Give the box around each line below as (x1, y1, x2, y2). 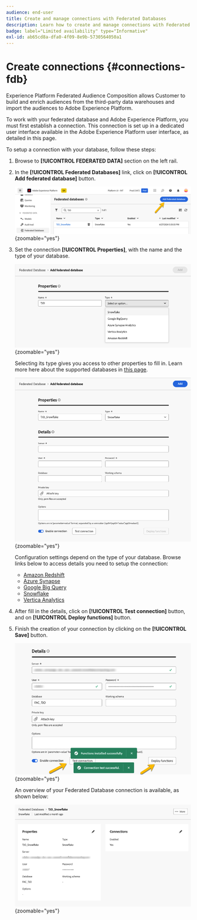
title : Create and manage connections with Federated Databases (6, 15, 167, 22)
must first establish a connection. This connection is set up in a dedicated (6, 122, 185, 129)
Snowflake (23, 590, 49, 597)
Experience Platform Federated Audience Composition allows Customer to (6, 92, 186, 99)
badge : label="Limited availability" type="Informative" (6, 28, 148, 34)
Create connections (6, 60, 104, 73)
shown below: (14, 793, 49, 800)
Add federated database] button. (14, 175, 96, 182)
